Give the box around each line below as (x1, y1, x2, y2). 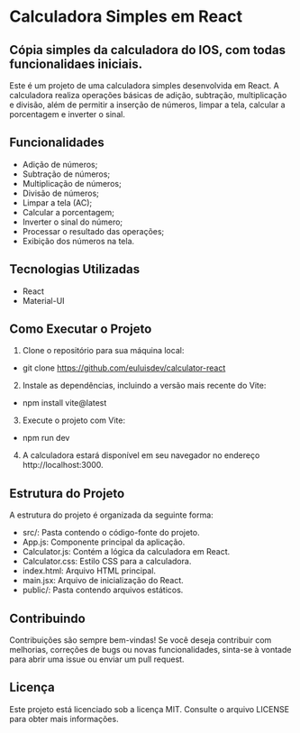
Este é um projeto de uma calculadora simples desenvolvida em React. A (9, 80, 279, 91)
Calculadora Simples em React (9, 6, 243, 27)
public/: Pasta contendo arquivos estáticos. (22, 584, 184, 596)
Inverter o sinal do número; (22, 216, 123, 227)
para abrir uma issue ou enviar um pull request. (9, 654, 185, 664)
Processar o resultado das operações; (22, 225, 165, 236)
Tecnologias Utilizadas (9, 261, 141, 277)
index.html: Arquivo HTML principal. (22, 565, 156, 576)
